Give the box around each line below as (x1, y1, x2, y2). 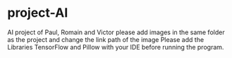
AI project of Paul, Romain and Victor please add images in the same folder (7, 28, 225, 36)
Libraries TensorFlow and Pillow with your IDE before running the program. (7, 43, 224, 51)
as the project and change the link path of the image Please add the (7, 35, 204, 43)
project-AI (7, 5, 68, 21)
